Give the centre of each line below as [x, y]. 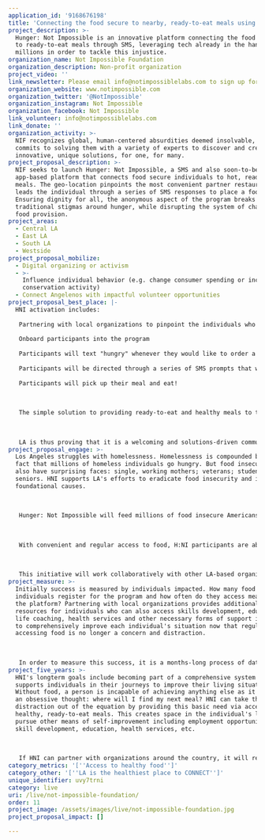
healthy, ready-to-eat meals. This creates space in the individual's [134, 714]
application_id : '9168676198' [58, 15]
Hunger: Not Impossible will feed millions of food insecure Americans [139, 516]
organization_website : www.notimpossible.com [84, 89]
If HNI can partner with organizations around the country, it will [133, 759]
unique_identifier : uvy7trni [56, 780]
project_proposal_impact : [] [56, 817]
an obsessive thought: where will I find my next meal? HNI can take [132, 700]
